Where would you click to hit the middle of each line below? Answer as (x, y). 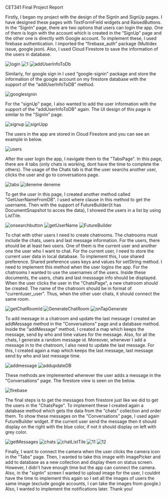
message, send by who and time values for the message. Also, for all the (80, 334)
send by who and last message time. (43, 356)
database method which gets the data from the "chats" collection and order (83, 411)
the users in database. (28, 54)
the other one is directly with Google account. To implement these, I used (81, 38)
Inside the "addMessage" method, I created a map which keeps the (75, 329)
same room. (18, 299)
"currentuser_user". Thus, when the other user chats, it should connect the (82, 294)
